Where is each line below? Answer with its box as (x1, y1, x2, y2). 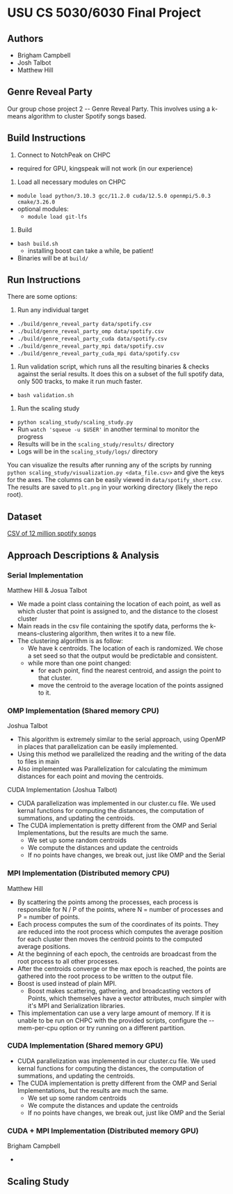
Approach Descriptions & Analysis (7, 549, 160, 561)
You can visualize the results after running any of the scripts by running (7, 461, 212, 470)
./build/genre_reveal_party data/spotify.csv (17, 320, 152, 328)
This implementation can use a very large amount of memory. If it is (17, 1009, 211, 1017)
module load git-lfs (27, 213, 88, 220)
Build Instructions (7, 132, 86, 144)
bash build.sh (17, 240, 58, 247)
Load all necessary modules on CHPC (17, 178, 127, 186)
